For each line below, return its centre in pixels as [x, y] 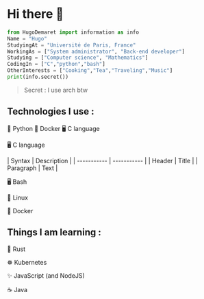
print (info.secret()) [38, 77]
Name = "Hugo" [27, 38]
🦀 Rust [16, 249]
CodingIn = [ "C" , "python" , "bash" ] [56, 64]
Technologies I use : [51, 111]
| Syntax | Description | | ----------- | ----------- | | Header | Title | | [103, 160]
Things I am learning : [54, 232]
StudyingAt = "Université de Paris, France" [72, 45]
